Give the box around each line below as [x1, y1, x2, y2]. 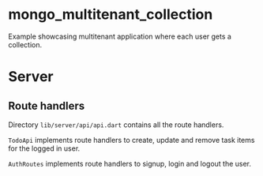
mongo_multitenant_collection [8, 6, 213, 24]
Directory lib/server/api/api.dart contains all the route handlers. [8, 120, 224, 129]
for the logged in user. [8, 144, 81, 153]
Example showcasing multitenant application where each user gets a [8, 32, 231, 41]
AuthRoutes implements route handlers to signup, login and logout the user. [8, 159, 251, 168]
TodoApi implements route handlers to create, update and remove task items [8, 135, 255, 144]
